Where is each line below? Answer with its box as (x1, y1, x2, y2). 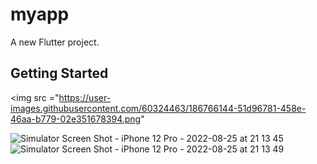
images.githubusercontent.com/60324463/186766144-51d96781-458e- (10, 102, 307, 114)
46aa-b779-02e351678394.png (10, 113, 142, 125)
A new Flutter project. (10, 36, 100, 48)
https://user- (58, 91, 112, 103)
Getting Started (10, 65, 109, 82)
